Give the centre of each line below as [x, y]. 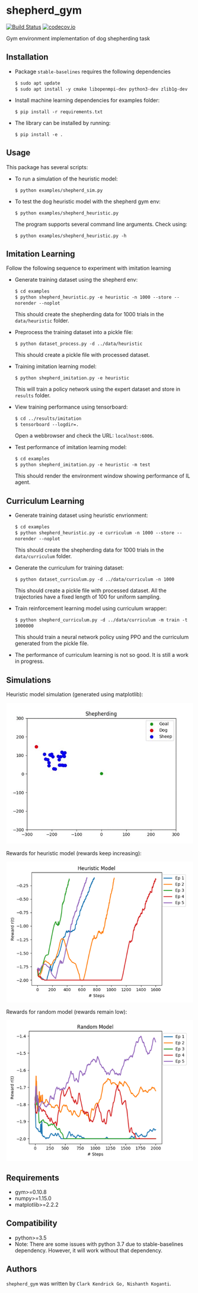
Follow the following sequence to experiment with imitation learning [89, 268]
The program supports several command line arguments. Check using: [101, 224]
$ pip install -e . [39, 135]
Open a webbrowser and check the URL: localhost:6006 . [84, 436]
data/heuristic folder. [42, 321]
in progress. [29, 661]
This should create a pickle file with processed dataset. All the [91, 591]
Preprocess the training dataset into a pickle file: [74, 332]
